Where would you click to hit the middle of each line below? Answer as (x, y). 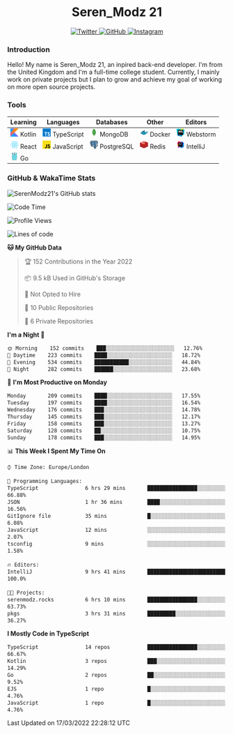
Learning (23, 122)
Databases (112, 122)
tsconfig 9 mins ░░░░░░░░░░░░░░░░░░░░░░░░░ (116, 544)
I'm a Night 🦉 (26, 335)
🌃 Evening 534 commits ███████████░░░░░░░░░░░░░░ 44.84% (104, 362)
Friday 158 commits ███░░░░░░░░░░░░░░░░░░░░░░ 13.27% (104, 423)
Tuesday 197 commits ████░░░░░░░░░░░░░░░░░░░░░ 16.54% (104, 403)
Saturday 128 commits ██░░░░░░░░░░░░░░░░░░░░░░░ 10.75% (104, 430)
